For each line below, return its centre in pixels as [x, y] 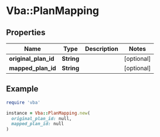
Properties [26, 32]
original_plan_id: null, [42, 118]
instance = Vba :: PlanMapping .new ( [48, 113]
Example [22, 89]
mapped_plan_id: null [38, 124]
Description [101, 49]
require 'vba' [23, 102]
